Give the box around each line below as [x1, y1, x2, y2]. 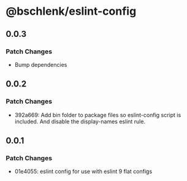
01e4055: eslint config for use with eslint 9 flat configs [14, 168, 153, 175]
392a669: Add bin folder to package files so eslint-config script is [14, 111, 181, 118]
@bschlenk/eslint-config [6, 4, 137, 18]
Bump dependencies [14, 61, 67, 68]
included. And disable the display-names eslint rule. [14, 118, 145, 125]
